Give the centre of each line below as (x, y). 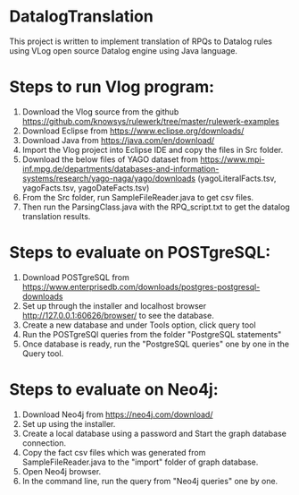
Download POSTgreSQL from (75, 277)
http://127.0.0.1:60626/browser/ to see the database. (118, 315)
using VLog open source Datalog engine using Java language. (124, 50)
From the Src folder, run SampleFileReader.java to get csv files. (138, 197)
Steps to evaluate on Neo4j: (114, 389)
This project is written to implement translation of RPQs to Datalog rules (141, 41)
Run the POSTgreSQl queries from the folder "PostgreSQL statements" (152, 334)
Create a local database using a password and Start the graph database (154, 433)
